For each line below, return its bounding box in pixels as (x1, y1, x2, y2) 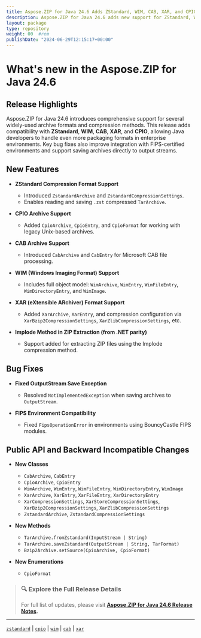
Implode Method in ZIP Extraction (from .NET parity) (14, 328, 148, 336)
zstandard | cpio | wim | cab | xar (6, 625, 84, 632)
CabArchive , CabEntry (23, 472, 76, 480)
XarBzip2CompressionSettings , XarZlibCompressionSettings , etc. (23, 316, 181, 324)
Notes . (20, 607, 38, 615)
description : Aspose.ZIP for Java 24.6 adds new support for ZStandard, (6, 14, 191, 20)
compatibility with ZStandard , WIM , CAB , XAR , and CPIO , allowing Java (6, 128, 184, 135)
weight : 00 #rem (6, 31, 50, 37)
